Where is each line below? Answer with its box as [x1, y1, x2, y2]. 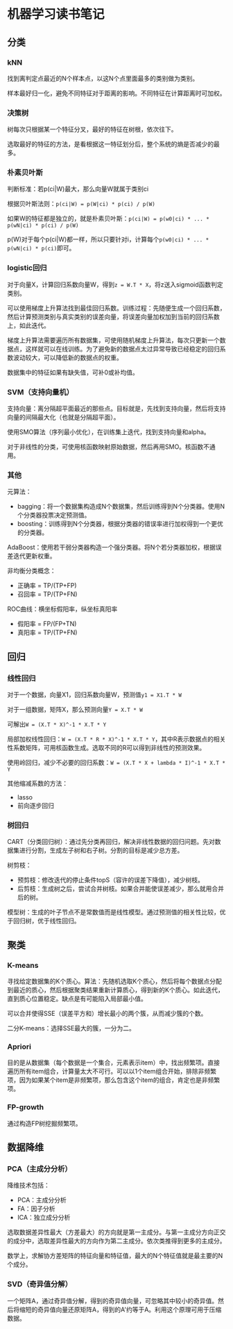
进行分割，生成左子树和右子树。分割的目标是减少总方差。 [19, 846, 184, 854]
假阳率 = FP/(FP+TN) [17, 620, 77, 628]
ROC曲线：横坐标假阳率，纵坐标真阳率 [7, 605, 118, 613]
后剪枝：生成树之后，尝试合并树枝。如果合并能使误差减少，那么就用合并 [17, 884, 224, 893]
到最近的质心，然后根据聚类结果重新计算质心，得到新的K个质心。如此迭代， [7, 986, 224, 994]
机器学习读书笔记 [7, 6, 105, 22]
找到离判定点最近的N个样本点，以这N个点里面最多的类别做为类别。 [7, 74, 199, 82]
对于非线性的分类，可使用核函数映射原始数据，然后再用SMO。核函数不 [7, 443, 210, 451]
